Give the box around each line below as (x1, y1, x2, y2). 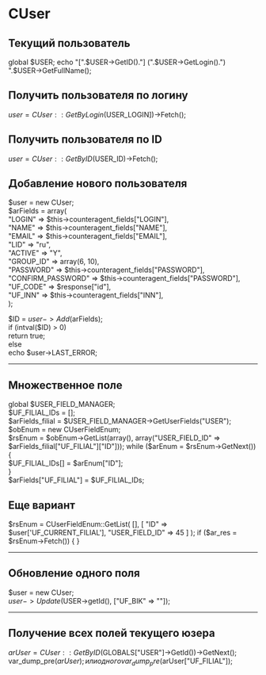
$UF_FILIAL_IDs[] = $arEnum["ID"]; (8, 458, 123, 468)
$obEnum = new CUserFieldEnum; (8, 425, 121, 435)
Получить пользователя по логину (8, 89, 188, 102)
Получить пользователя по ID (8, 132, 162, 147)
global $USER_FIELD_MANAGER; (8, 400, 116, 409)
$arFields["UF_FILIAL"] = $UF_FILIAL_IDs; (8, 475, 145, 485)
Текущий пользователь (8, 36, 131, 50)
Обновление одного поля (8, 566, 140, 580)
